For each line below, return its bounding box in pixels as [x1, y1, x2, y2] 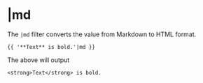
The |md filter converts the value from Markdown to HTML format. [7, 30, 197, 38]
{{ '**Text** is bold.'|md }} [7, 43, 96, 50]
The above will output [7, 56, 70, 64]
